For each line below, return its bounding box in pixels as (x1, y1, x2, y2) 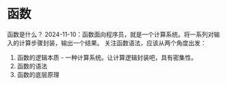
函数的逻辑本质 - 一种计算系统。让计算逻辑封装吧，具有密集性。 (16, 53, 198, 62)
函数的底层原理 (16, 70, 59, 79)
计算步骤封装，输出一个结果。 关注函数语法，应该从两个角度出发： (18, 38, 206, 47)
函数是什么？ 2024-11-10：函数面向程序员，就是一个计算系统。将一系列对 (7, 30, 214, 38)
